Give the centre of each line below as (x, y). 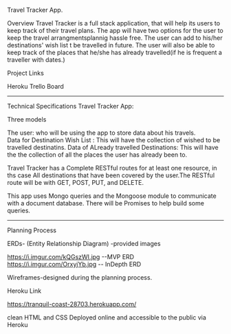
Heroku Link (24, 291)
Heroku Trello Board (35, 86)
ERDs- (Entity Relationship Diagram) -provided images (84, 244)
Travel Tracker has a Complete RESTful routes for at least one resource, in (112, 168)
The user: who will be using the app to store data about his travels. (101, 133)
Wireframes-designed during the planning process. (80, 277)
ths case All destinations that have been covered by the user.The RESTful (111, 175)
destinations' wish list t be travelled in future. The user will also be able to (111, 45)
